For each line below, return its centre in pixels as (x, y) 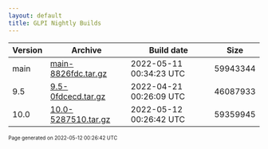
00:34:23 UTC (158, 73)
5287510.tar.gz (81, 119)
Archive (87, 50)
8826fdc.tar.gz (79, 73)
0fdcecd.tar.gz (78, 96)
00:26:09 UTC (158, 96)
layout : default (35, 16)
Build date (169, 50)
